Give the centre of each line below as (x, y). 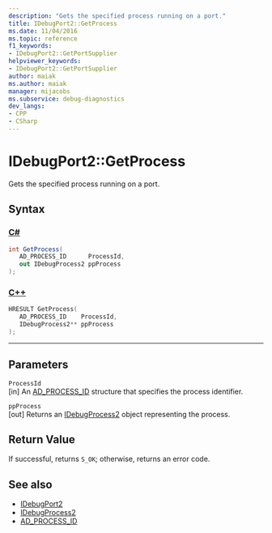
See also (30, 484)
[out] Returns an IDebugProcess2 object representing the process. (119, 414)
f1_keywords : (30, 46)
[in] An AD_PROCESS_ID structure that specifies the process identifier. (126, 391)
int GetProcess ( (36, 249)
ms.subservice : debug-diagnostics (67, 99)
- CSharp (23, 122)
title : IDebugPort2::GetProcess (63, 23)
